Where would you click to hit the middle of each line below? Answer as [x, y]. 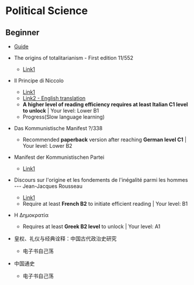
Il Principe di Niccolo [39, 81]
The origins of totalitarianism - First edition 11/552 [74, 58]
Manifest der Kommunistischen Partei [59, 157]
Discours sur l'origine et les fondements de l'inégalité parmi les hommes [101, 180]
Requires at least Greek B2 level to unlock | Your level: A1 [91, 226]
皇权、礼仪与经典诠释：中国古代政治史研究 [65, 238]
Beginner [22, 33]
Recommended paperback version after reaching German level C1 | [105, 140]
